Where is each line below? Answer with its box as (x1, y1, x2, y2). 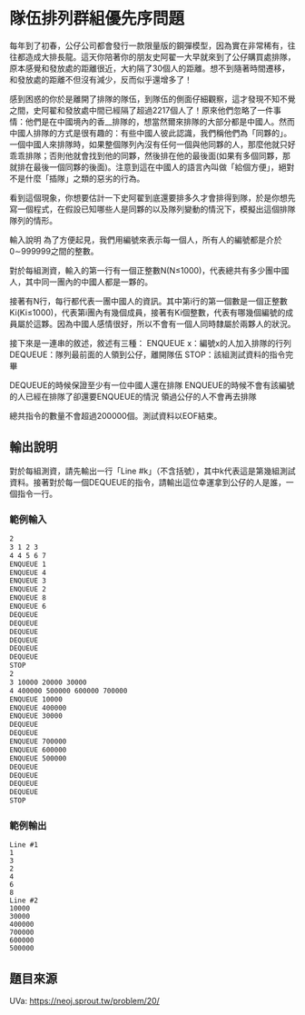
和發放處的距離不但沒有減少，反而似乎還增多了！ (9, 74, 192, 85)
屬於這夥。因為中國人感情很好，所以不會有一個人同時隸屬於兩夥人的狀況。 (16, 318, 296, 329)
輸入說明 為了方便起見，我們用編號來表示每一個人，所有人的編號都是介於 (9, 234, 282, 245)
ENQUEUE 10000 (9, 694, 64, 704)
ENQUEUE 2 (9, 585, 47, 594)
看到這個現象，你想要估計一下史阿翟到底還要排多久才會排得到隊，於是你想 (9, 192, 288, 203)
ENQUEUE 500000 (9, 753, 67, 763)
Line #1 (9, 841, 39, 850)
